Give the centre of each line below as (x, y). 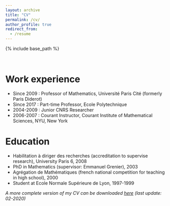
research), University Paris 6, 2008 (50, 161)
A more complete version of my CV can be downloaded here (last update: (83, 193)
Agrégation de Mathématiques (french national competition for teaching (89, 172)
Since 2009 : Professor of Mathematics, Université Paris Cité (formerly (88, 93)
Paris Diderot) (27, 99)
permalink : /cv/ (23, 20)
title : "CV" (18, 15)
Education (27, 142)
